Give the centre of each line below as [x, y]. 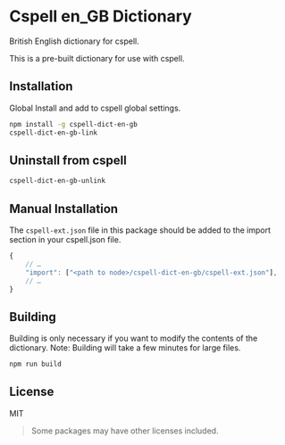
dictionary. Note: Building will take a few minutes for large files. [125, 348]
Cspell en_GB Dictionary [101, 16]
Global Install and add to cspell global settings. [95, 108]
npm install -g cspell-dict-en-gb [74, 124]
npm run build [36, 364]
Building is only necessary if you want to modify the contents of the [134, 338]
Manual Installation [64, 208]
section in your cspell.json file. [65, 239]
